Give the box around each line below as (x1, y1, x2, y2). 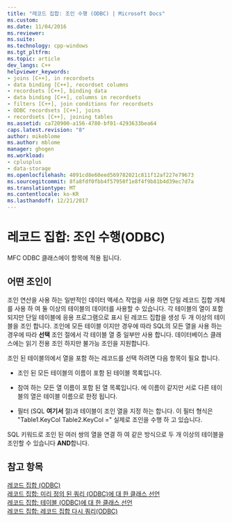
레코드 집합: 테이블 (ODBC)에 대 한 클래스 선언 (7, 498, 133, 507)
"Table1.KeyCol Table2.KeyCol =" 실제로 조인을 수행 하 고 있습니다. (17, 415, 203, 423)
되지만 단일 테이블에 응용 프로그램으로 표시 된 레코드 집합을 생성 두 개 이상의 (7, 313, 213, 321)
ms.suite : (7, 36, 36, 43)
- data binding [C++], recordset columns (7, 81, 129, 88)
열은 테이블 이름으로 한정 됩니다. (30, 391, 118, 400)
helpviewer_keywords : (7, 68, 70, 75)
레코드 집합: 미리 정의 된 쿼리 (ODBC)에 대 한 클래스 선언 (7, 489, 160, 498)
